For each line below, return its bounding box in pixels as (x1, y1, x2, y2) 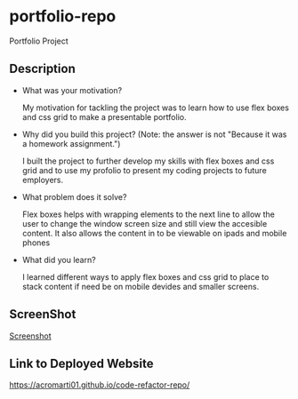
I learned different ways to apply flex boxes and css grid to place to (21, 271, 270, 282)
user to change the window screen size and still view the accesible (21, 218, 268, 228)
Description (9, 61, 76, 76)
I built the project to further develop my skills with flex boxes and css (21, 156, 275, 166)
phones (21, 237, 51, 248)
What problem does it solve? (21, 191, 127, 202)
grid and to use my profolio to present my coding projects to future (21, 164, 267, 175)
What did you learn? (21, 254, 96, 265)
